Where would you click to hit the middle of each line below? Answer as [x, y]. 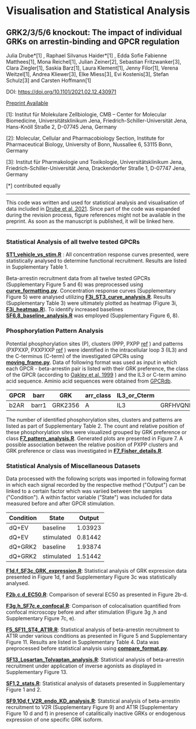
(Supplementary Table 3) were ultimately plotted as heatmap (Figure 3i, [92, 303]
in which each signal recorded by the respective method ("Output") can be [96, 484]
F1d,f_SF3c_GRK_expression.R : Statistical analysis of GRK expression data [97, 570]
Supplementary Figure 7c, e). [41, 618]
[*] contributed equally [33, 186]
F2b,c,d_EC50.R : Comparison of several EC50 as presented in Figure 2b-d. [97, 594]
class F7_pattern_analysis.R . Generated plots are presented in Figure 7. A [94, 438]
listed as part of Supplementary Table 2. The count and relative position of [95, 426]
